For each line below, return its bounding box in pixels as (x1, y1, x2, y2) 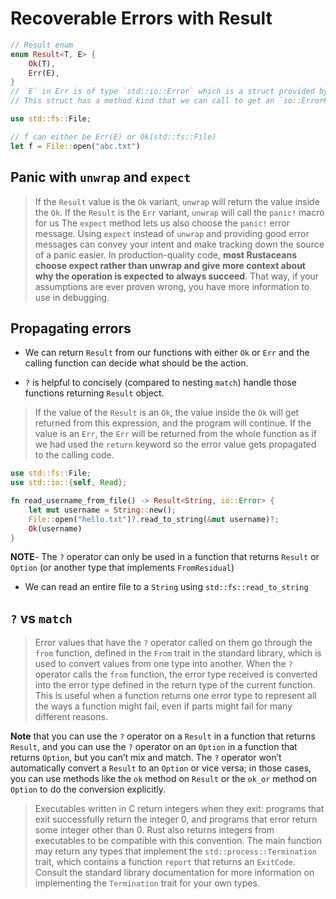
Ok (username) (28, 523, 83, 534)
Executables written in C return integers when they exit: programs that (34, 803, 325, 815)
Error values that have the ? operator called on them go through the (34, 637, 313, 649)
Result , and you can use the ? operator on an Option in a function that (10, 741, 298, 753)
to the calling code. (34, 449, 115, 461)
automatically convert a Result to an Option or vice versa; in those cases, (10, 762, 312, 774)
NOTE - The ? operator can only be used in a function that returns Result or (10, 551, 320, 563)
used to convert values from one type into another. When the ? (34, 658, 293, 670)
